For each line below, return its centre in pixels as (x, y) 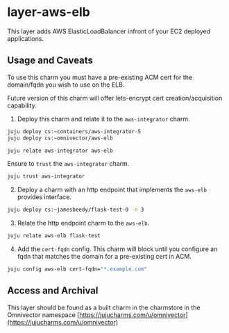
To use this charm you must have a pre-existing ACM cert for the (100, 77)
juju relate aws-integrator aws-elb (60, 151)
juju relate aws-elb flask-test (54, 236)
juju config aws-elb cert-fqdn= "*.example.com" (77, 269)
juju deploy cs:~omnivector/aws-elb (60, 138)
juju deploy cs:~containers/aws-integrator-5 (74, 131)
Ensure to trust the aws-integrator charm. (68, 164)
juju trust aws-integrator (46, 177)
